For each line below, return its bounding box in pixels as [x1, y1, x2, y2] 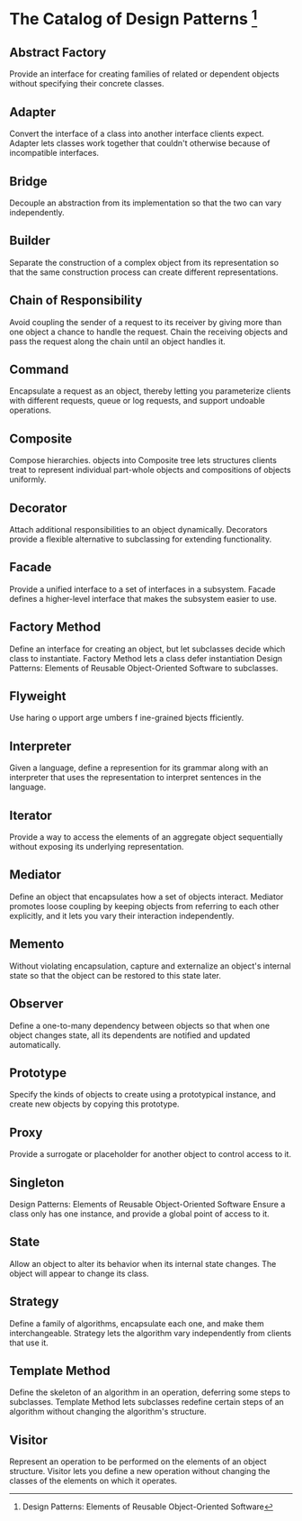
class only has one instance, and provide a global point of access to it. [9, 1208, 270, 1219]
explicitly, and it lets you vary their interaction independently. [9, 910, 235, 921]
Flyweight [9, 688, 67, 704]
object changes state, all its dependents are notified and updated [9, 1029, 251, 1041]
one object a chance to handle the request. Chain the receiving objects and [9, 326, 289, 337]
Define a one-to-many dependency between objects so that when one [9, 1020, 271, 1031]
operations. [9, 405, 52, 415]
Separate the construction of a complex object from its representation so [9, 257, 280, 268]
